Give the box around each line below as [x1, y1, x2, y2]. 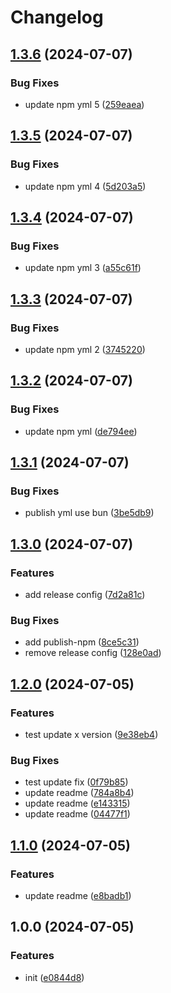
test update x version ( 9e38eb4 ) [24, 728, 159, 740]
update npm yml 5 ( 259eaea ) [24, 98, 145, 110]
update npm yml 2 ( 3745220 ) [24, 343, 146, 355]
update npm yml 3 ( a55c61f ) [24, 262, 142, 274]
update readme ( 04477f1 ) [24, 808, 131, 820]
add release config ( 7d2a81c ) [24, 589, 146, 600]
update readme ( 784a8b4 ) [24, 787, 135, 799]
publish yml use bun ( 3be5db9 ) [24, 507, 155, 519]
